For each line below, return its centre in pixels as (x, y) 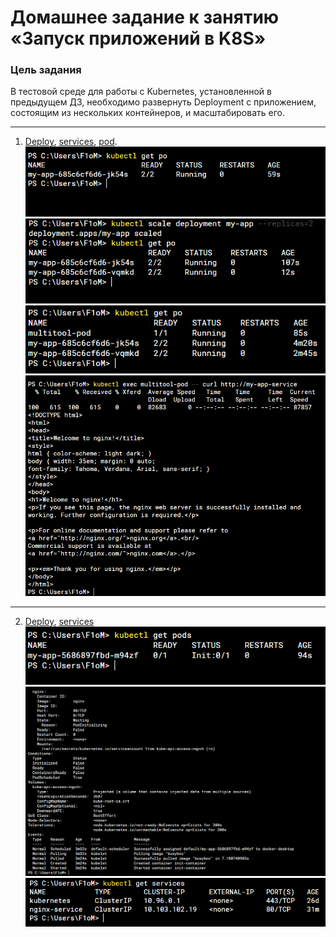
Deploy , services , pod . (71, 142)
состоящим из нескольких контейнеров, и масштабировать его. (147, 113)
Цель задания (46, 70)
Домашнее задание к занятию (145, 17)
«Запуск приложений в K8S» (138, 38)
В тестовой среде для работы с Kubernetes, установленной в (141, 92)
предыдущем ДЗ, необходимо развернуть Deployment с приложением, (163, 102)
